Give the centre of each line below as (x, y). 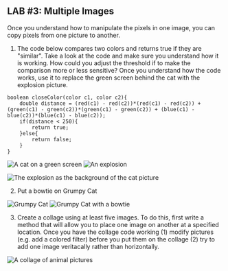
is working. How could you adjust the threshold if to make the (104, 63)
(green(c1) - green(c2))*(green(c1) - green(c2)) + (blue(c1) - (101, 109)
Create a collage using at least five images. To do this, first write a (111, 217)
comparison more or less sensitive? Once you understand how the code (119, 70)
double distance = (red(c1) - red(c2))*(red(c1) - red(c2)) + (110, 103)
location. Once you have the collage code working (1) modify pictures (115, 232)
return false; (52, 139)
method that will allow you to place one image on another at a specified (118, 224)
